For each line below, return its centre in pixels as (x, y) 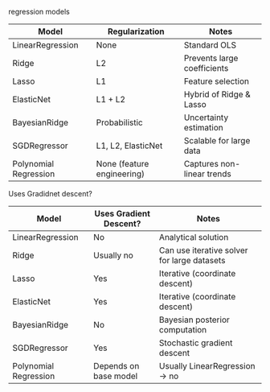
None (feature (123, 164)
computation (183, 330)
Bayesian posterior (195, 320)
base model (116, 376)
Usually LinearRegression (207, 366)
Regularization (136, 31)
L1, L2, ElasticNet (129, 146)
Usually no (114, 255)
